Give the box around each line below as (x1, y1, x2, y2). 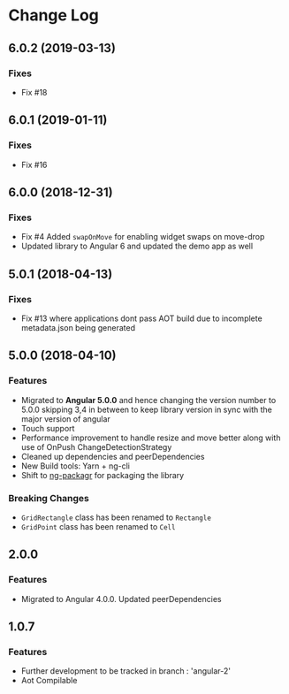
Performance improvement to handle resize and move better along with (20, 432, 281, 443)
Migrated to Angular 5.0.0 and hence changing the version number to (20, 394, 277, 405)
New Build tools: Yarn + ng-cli (20, 461, 130, 471)
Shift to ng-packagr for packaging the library (20, 469, 185, 480)
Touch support (20, 423, 75, 433)
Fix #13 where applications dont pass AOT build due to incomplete (20, 313, 262, 324)
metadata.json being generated (20, 322, 136, 332)
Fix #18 (20, 87, 48, 97)
